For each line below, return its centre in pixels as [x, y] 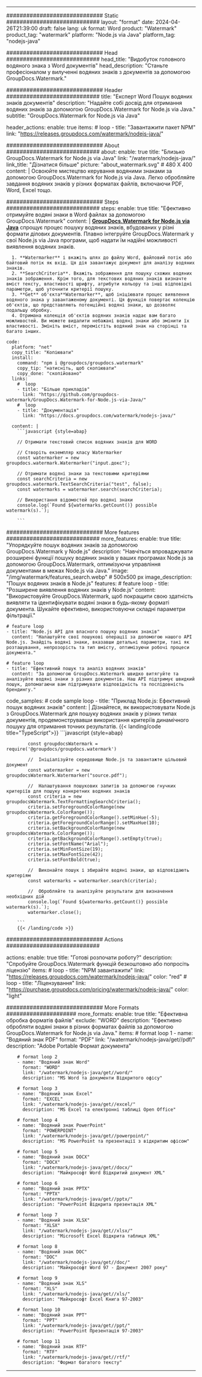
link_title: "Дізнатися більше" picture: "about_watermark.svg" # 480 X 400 [99, 164]
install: [23, 358]
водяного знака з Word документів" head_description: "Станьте [87, 66]
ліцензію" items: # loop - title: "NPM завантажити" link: [75, 970]
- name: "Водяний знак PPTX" [54, 1189]
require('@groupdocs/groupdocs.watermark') [62, 749]
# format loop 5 [38, 1152]
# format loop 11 [39, 1341]
